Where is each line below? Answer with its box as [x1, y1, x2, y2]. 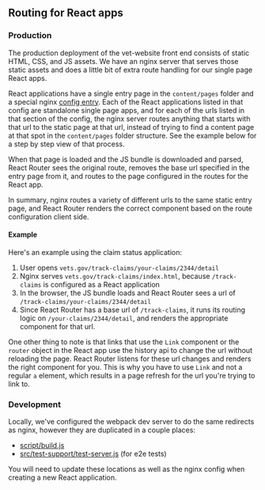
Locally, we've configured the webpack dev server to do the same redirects [8, 417, 255, 427]
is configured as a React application [43, 279, 161, 289]
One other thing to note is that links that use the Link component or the [8, 336, 240, 347]
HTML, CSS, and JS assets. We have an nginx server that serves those [8, 56, 239, 66]
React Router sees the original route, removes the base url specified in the [8, 162, 250, 173]
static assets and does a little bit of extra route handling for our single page [8, 65, 253, 74]
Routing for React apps [8, 6, 124, 20]
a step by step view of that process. [8, 139, 125, 149]
